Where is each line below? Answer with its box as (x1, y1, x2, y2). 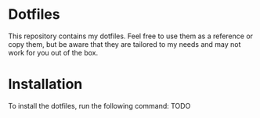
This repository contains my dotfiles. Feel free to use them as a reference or (8, 31, 253, 41)
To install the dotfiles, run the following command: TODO (8, 101, 191, 110)
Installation (8, 76, 83, 93)
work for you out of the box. (8, 48, 99, 57)
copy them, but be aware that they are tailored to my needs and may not (8, 39, 241, 48)
